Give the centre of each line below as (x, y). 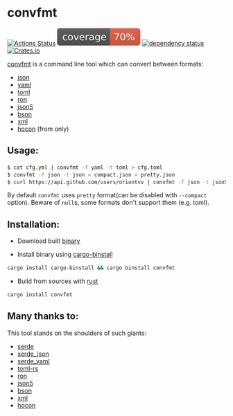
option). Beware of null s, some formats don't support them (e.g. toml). (109, 203)
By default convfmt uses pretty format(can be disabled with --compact (107, 195)
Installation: (34, 224)
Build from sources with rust (58, 281)
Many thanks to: (43, 316)
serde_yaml (33, 361)
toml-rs (28, 368)
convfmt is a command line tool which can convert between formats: (105, 64)
